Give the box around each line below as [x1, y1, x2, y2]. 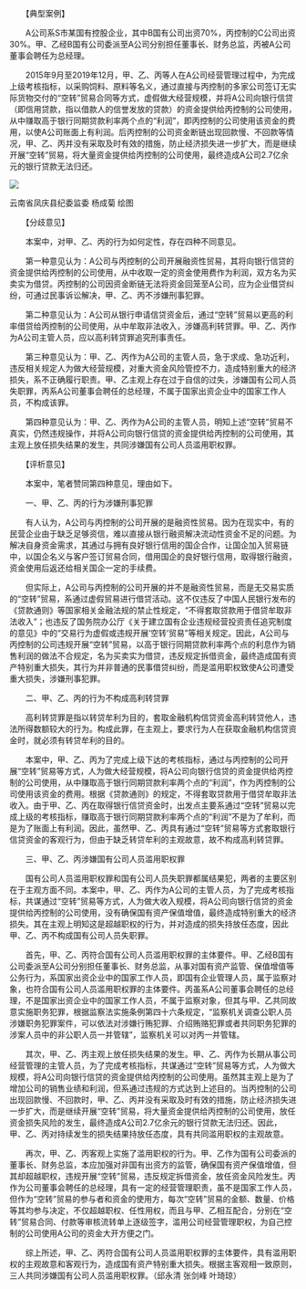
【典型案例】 [25, 8, 70, 18]
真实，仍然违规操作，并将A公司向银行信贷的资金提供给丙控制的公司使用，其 [9, 428, 294, 438]
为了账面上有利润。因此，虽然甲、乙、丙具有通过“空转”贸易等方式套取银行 [16, 823, 296, 833]
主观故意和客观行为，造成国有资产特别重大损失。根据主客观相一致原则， [25, 1259, 297, 1269]
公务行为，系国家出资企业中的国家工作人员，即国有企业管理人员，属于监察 [9, 972, 289, 983]
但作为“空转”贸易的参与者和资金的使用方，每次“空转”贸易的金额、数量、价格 [9, 1194, 295, 1204]
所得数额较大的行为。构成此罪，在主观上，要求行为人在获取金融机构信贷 [16, 724, 289, 734]
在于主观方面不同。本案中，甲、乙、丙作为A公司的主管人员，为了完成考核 [9, 885, 287, 895]
